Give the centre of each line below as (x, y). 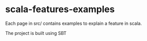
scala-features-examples (60, 9)
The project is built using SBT (36, 33)
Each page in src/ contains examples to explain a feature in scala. (73, 23)
